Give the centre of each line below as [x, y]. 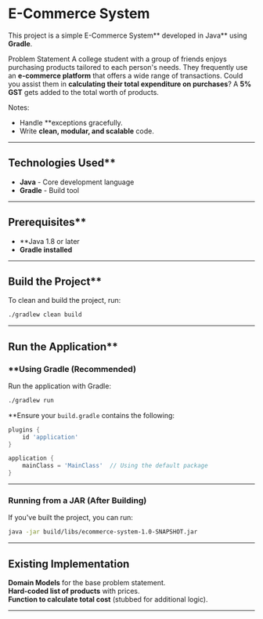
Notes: [19, 107]
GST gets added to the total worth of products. [83, 92]
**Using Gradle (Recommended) [72, 369]
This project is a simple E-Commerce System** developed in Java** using [128, 35]
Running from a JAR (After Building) [77, 501]
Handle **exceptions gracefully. [71, 122]
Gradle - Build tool [49, 190]
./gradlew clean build [45, 315]
